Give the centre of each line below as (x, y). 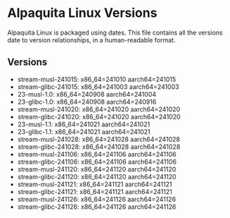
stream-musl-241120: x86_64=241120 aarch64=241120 (97, 169)
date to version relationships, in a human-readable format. (91, 40)
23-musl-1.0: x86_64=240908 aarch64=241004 (87, 94)
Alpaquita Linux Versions (82, 13)
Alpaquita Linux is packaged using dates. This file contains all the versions (115, 32)
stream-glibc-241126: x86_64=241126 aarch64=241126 (97, 207)
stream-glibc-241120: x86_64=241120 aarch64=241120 (97, 176)
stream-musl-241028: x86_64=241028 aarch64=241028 (99, 139)
